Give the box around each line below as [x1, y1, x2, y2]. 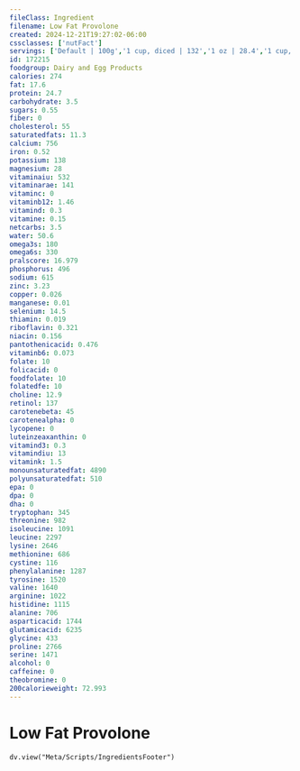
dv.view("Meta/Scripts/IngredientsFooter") [9, 752, 176, 762]
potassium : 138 [9, 155, 67, 165]
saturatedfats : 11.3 [9, 131, 87, 140]
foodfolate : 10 [9, 373, 67, 383]
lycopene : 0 [9, 424, 54, 433]
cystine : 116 [9, 558, 59, 567]
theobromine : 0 [9, 675, 67, 684]
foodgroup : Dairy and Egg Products [9, 64, 143, 73]
